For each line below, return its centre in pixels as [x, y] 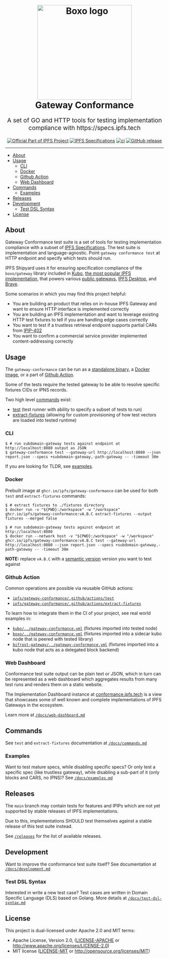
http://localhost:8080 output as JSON [46, 448]
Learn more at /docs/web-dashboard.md [45, 715]
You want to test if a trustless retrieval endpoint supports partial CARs [85, 325]
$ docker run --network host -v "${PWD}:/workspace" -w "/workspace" [80, 536]
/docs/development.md [28, 869]
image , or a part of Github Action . [40, 375]
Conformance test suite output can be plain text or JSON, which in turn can [83, 674]
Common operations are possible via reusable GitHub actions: [69, 588]
